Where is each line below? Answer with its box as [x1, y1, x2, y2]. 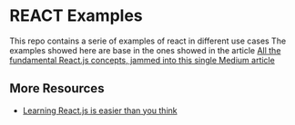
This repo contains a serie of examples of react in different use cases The [9, 35, 287, 46]
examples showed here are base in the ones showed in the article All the [9, 44, 281, 55]
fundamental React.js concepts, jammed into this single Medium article [9, 54, 275, 65]
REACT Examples [9, 5, 143, 26]
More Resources [9, 81, 105, 96]
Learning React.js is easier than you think [22, 105, 178, 116]
